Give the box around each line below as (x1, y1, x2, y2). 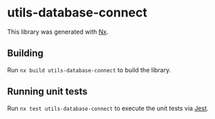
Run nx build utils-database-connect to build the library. (7, 65, 171, 74)
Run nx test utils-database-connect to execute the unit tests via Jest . (7, 104, 209, 112)
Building (7, 47, 44, 59)
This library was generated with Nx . (7, 28, 109, 36)
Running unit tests (7, 86, 88, 98)
